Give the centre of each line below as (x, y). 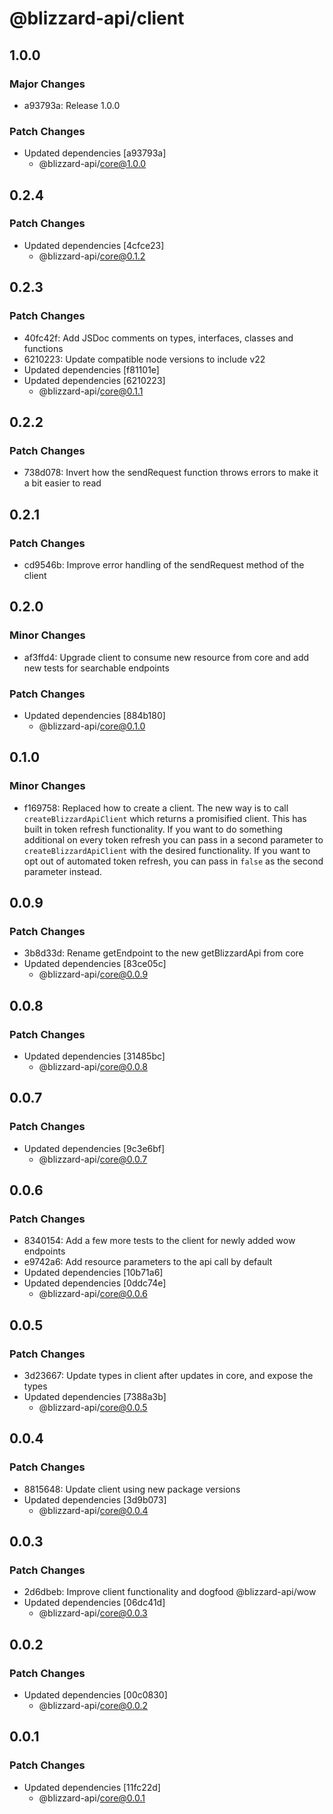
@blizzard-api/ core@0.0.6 (93, 1294)
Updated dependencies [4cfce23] (94, 245)
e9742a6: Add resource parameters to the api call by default (148, 1262)
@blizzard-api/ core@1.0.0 (92, 164)
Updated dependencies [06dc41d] (94, 1603)
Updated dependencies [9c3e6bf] (94, 1148)
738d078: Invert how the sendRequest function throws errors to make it (171, 473)
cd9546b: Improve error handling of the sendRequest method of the (164, 564)
